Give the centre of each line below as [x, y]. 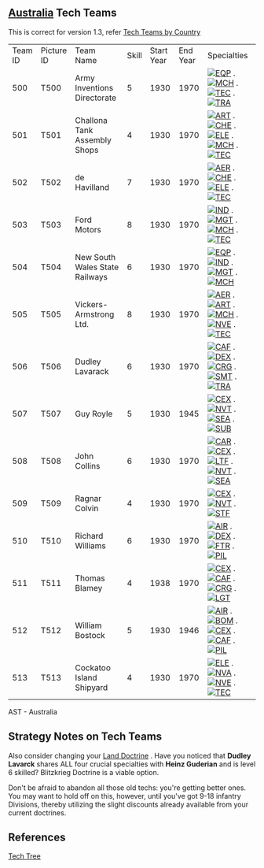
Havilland [92, 187]
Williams [90, 545]
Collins [88, 466]
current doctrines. [37, 812]
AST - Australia [33, 711]
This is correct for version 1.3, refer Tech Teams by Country [104, 32]
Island [86, 677]
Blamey [89, 588]
